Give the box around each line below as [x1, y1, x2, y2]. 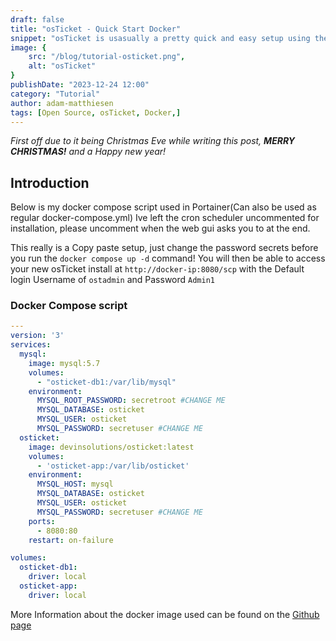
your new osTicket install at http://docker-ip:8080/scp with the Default [10, 263, 305, 275]
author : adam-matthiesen [10, 98, 114, 108]
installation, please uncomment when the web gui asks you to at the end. [10, 222, 311, 235]
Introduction [10, 174, 90, 191]
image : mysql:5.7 [28, 358, 101, 368]
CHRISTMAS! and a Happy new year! [10, 146, 167, 158]
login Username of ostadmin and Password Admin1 [10, 274, 215, 286]
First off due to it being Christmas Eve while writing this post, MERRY [10, 135, 295, 147]
